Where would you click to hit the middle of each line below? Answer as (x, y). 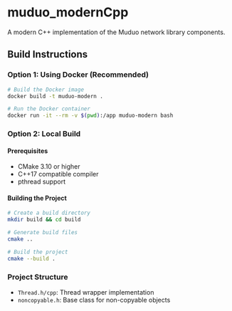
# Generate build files (43, 233)
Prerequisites (28, 151)
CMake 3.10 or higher (49, 167)
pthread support (42, 181)
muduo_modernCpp (68, 12)
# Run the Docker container (49, 109)
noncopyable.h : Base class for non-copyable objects (94, 300)
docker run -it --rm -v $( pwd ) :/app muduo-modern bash (90, 116)
